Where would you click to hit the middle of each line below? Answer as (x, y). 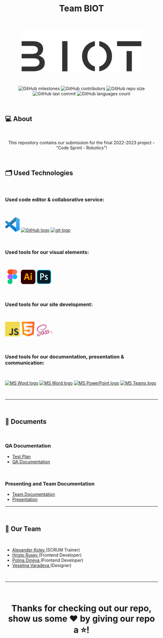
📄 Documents (26, 422)
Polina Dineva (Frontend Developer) (48, 560)
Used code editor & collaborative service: (55, 200)
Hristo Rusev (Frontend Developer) (47, 555)
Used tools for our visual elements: (47, 252)
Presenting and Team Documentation (50, 483)
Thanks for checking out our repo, (81, 609)
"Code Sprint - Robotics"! (81, 148)
